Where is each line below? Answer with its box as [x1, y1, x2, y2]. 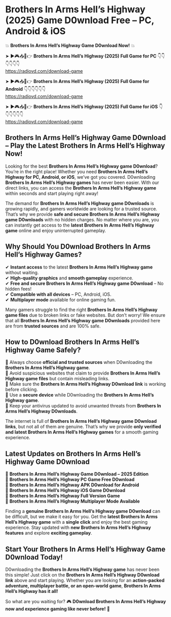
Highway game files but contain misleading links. [5, 376, 110, 382]
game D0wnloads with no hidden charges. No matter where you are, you [5, 216, 159, 222]
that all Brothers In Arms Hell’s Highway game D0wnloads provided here [5, 317, 161, 323]
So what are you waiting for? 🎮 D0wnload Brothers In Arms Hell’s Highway [5, 599, 166, 604]
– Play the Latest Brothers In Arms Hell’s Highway [5, 141, 165, 150]
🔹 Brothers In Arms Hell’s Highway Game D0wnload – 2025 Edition [5, 471, 149, 477]
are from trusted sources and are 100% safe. [5, 323, 101, 329]
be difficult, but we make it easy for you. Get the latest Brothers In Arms [5, 513, 158, 520]
